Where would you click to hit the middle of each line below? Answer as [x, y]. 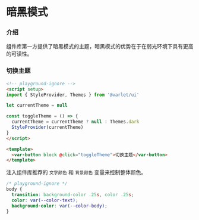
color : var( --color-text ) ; [45, 200]
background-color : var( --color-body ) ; [60, 206]
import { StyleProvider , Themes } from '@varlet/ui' [73, 95]
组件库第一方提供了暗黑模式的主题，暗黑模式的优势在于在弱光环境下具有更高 [100, 47]
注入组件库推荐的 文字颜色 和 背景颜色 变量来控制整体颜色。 [76, 172]
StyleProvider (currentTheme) [48, 128]
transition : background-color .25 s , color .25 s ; [73, 195]
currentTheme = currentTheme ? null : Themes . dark [75, 122]
